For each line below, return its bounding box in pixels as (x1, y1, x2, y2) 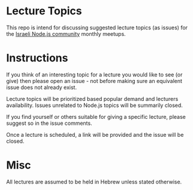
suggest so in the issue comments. (6, 119, 92, 127)
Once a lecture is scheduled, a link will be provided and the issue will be (6, 131, 184, 138)
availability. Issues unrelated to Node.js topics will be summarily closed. (6, 102, 183, 109)
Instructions (6, 51, 68, 65)
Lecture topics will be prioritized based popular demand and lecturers (6, 95, 179, 102)
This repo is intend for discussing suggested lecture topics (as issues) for (6, 24, 188, 31)
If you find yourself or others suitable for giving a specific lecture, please (6, 113, 186, 120)
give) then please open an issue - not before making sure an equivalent (6, 77, 183, 84)
